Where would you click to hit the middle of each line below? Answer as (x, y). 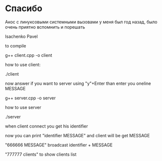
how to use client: (23, 64)
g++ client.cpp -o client (29, 55)
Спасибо (24, 8)
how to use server (23, 107)
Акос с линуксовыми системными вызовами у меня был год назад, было (81, 22)
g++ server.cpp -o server (30, 98)
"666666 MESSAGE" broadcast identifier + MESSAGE (59, 145)
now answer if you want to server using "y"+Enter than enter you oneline (78, 83)
